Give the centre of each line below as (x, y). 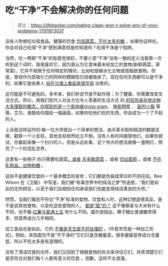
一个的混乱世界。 (31, 148)
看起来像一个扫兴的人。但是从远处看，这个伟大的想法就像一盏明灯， (88, 142)
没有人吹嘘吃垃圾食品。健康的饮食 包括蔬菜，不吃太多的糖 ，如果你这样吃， (83, 41)
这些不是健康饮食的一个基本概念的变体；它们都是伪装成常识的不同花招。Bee (84, 176)
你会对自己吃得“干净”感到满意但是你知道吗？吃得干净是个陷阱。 (71, 47)
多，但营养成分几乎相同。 (31, 218)
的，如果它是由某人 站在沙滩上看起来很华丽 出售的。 (59, 83)
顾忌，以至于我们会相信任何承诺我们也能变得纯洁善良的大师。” (86, 188)
